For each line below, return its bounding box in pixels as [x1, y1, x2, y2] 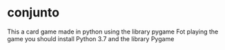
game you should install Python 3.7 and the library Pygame [7, 34, 175, 42]
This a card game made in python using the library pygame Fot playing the [7, 27, 219, 36]
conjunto [7, 5, 60, 21]
